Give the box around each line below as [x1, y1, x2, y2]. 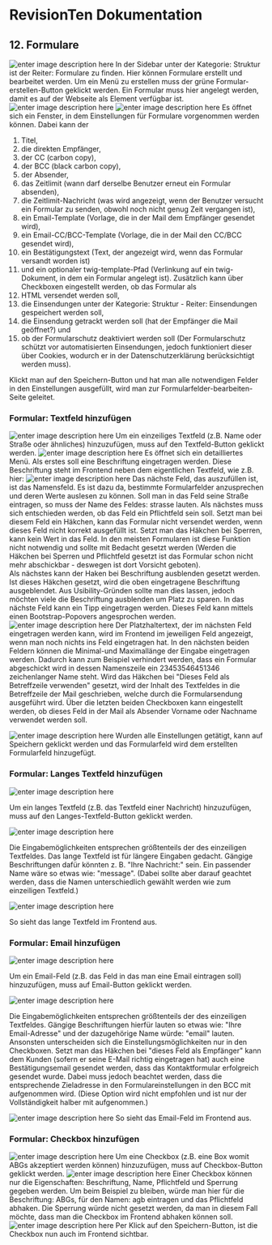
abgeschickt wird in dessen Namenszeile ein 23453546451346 [9, 663, 220, 674]
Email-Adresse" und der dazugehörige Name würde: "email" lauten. [9, 1028, 235, 1038]
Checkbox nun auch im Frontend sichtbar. [9, 1230, 149, 1239]
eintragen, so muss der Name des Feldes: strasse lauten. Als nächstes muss [9, 500, 264, 510]
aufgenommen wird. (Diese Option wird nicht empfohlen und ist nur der [9, 1089, 247, 1098]
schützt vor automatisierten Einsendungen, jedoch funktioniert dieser [20, 342, 253, 352]
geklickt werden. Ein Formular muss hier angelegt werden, [65, 85, 259, 95]
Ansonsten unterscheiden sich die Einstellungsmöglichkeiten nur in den [9, 1037, 248, 1046]
